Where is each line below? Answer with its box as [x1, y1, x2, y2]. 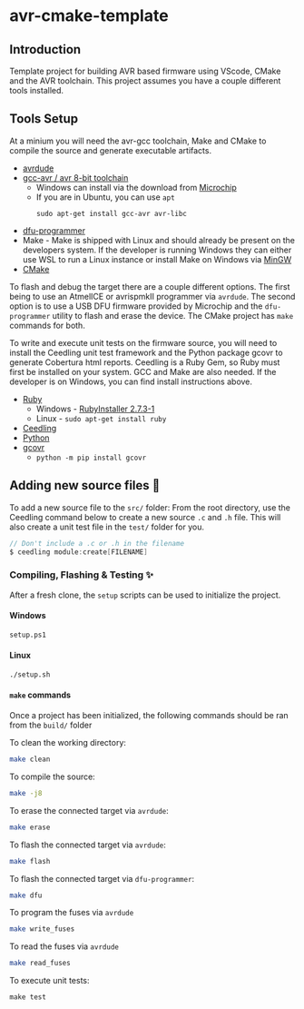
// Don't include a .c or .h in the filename [9, 539, 184, 548]
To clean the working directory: [9, 737, 127, 748]
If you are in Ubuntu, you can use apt [35, 192, 175, 203]
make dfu [9, 891, 43, 900]
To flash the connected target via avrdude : [9, 839, 166, 850]
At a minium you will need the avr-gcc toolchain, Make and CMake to [9, 135, 267, 146]
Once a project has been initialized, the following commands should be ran [9, 710, 289, 721]
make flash [9, 856, 51, 866]
